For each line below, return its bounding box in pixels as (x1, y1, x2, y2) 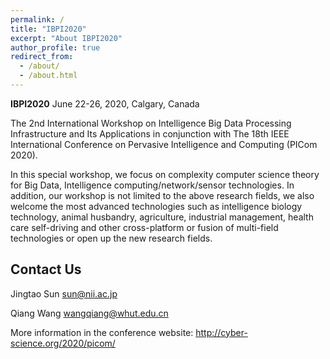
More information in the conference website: (10, 326, 194, 338)
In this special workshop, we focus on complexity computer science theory (10, 168, 320, 180)
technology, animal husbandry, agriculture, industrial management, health (10, 211, 314, 223)
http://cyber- (195, 326, 248, 338)
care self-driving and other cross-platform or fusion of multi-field (10, 221, 279, 233)
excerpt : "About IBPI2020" (10, 33, 123, 43)
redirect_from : (10, 52, 74, 62)
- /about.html (19, 71, 78, 81)
